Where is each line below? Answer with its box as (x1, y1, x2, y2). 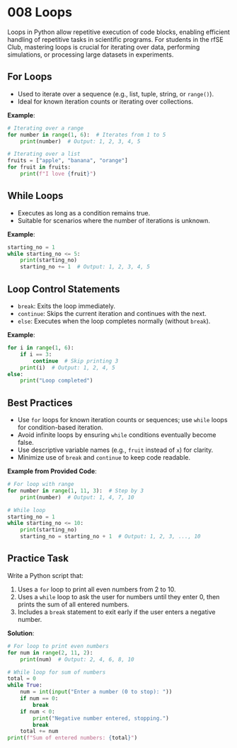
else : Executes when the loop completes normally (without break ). (17, 317, 211, 325)
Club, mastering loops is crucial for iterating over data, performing (7, 42, 200, 51)
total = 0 (7, 675, 37, 682)
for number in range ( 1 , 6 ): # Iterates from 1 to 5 (7, 131, 166, 138)
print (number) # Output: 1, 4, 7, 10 (20, 494, 134, 501)
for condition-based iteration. (17, 423, 104, 432)
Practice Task (7, 552, 69, 565)
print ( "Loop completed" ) (20, 377, 93, 385)
